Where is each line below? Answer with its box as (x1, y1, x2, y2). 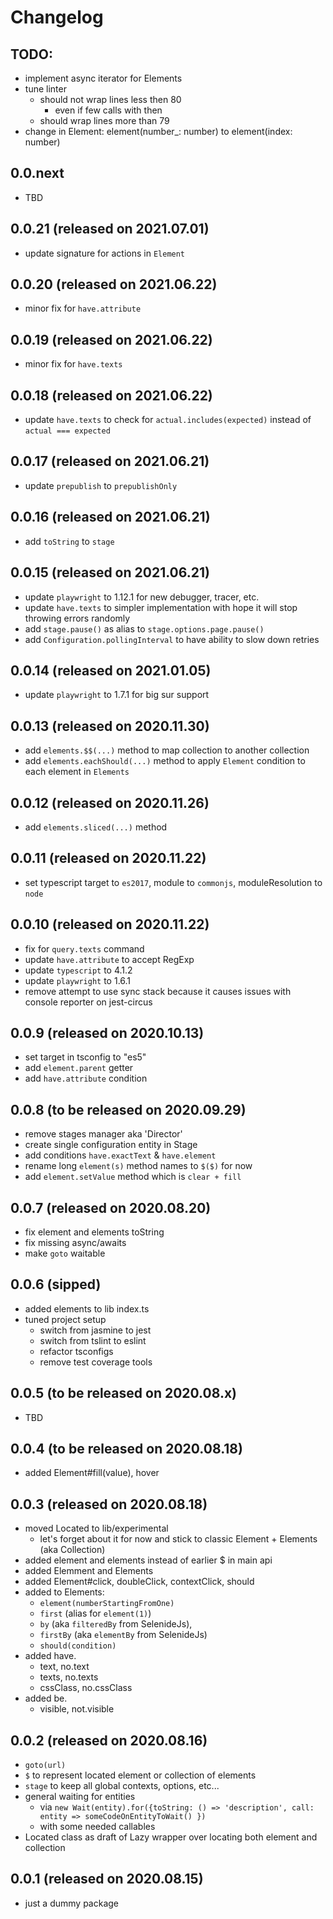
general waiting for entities (24, 1791, 136, 1803)
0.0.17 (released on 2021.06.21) (10, 453, 210, 470)
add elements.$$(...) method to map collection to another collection (24, 744, 310, 756)
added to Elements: (24, 1586, 105, 1598)
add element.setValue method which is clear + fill (24, 1171, 242, 1183)
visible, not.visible (39, 1703, 115, 1715)
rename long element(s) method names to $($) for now (24, 1160, 253, 1172)
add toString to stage (24, 535, 115, 547)
